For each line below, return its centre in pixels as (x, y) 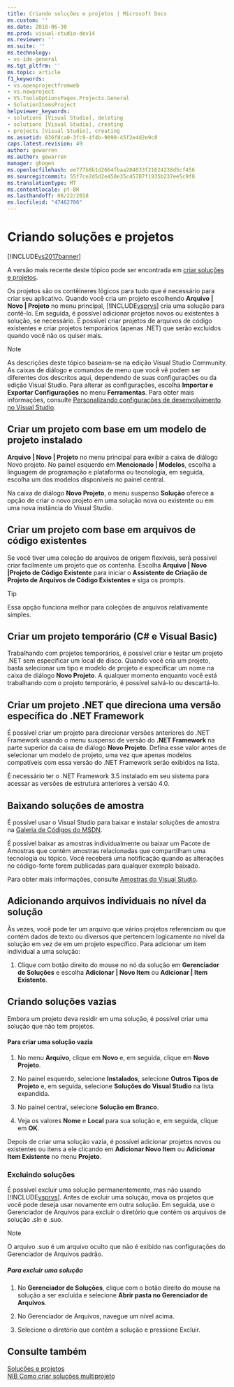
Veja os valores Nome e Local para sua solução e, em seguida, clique (118, 1120)
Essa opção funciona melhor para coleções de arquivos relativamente (108, 607)
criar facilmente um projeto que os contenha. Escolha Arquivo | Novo (107, 565)
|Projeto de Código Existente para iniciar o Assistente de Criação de (107, 572)
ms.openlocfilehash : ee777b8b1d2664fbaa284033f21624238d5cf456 (101, 170)
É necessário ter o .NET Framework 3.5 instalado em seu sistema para (108, 776)
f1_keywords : (26, 79)
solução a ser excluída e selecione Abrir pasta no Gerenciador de (112, 1295)
